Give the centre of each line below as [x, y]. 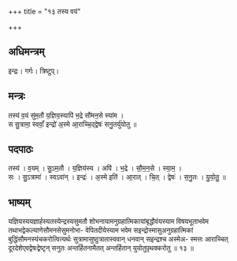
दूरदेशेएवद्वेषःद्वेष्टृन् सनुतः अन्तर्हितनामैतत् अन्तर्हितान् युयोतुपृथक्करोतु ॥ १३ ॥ [101, 248]
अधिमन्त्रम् [26, 52]
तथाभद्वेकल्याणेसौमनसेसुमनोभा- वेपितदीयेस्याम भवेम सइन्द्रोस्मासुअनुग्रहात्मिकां [101, 230]
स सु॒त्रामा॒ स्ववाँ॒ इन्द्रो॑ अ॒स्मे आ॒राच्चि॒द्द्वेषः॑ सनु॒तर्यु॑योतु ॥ [72, 124]
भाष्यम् [19, 202]
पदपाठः [21, 149]
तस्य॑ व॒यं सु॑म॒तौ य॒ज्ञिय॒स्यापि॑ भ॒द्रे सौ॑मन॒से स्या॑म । [66, 115]
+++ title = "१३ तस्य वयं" [44, 11]
